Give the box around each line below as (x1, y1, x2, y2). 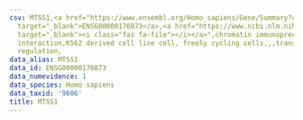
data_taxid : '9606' (9, 88, 83, 97)
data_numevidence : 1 (9, 72, 87, 81)
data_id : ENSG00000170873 (9, 64, 106, 73)
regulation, (17, 47, 63, 56)
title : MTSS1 (9, 97, 59, 106)
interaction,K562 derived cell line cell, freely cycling (17, 38, 241, 48)
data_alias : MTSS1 (9, 55, 78, 64)
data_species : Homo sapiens (9, 80, 115, 89)
